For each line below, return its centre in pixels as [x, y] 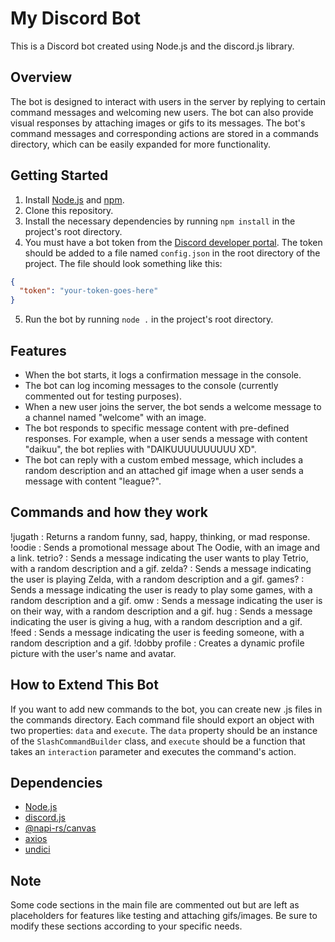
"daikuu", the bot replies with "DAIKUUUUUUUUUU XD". [140, 449]
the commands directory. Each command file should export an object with [162, 719]
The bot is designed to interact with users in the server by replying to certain [168, 101]
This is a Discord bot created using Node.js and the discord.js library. [152, 46]
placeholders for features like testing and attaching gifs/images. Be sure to [164, 916]
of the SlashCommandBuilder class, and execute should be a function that [158, 741]
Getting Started [59, 175]
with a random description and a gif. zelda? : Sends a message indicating [161, 568]
